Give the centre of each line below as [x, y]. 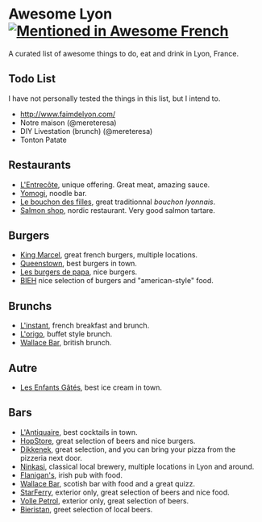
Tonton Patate [43, 140]
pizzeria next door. [51, 457]
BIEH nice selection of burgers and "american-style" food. [116, 281]
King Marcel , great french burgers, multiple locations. [109, 255]
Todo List [32, 79]
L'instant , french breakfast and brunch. [85, 326]
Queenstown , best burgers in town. [78, 264]
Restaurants [40, 165]
